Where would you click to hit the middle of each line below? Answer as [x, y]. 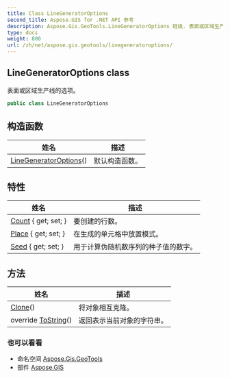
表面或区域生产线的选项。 [43, 90]
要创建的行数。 [98, 221]
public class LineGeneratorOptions [58, 103]
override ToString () [41, 320]
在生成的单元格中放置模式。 [118, 234]
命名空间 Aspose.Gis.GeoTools [60, 359]
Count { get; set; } [39, 221]
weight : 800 [24, 39]
